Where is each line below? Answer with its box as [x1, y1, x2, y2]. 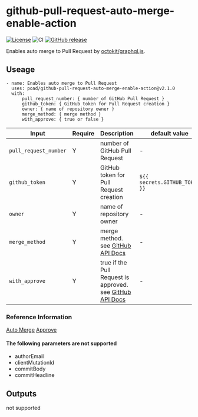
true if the [100, 258, 127, 266]
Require [72, 129, 95, 137]
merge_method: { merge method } [21, 111, 101, 117]
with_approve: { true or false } [21, 116, 104, 122]
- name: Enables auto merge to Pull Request [6, 80, 117, 86]
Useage [6, 65, 35, 75]
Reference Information [6, 313, 72, 321]
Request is [100, 273, 130, 281]
